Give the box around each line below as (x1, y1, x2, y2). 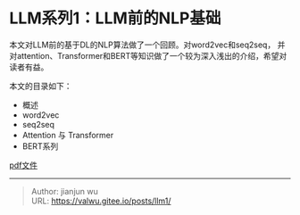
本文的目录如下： (9, 80, 72, 91)
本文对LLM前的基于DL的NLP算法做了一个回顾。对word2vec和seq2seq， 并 (9, 39, 286, 50)
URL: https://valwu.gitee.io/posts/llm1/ (30, 195, 171, 206)
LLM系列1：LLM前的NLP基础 (9, 8, 221, 29)
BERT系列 (21, 140, 59, 152)
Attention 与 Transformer (21, 129, 114, 140)
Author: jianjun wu (30, 186, 98, 196)
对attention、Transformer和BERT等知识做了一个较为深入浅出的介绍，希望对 (9, 50, 287, 61)
